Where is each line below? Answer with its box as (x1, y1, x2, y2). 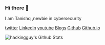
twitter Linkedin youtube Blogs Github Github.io (5, 25, 100, 31)
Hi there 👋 (5, 4, 29, 11)
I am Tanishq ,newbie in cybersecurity (5, 16, 82, 22)
